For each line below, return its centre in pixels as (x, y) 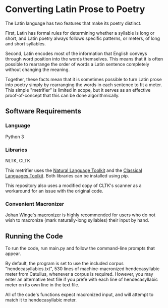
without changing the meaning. (38, 70)
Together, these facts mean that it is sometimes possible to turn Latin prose (84, 79)
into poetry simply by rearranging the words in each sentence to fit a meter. (84, 85)
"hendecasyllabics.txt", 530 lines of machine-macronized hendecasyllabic (82, 269)
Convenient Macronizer (35, 204)
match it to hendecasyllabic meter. (41, 300)
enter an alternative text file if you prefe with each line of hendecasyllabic (81, 280)
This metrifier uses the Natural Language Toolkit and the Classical (74, 170)
